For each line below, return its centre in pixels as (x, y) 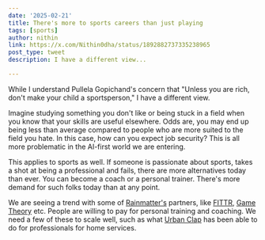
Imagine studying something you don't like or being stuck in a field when (127, 112)
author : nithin (33, 38)
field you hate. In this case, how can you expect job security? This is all (124, 138)
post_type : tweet (37, 52)
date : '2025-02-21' (40, 15)
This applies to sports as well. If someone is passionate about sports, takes (131, 162)
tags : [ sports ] (33, 30)
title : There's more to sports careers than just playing (106, 23)
